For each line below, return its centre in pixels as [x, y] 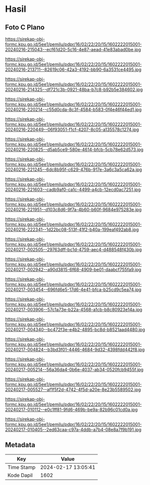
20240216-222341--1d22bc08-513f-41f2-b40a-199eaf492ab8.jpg [72, 229]
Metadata [20, 445]
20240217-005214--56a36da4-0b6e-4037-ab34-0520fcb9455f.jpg [74, 370]
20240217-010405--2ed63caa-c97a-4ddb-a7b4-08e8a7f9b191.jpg [73, 430]
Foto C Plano [25, 27]
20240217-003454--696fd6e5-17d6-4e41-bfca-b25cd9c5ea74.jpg [73, 290]
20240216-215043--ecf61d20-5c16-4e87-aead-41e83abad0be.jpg [73, 49]
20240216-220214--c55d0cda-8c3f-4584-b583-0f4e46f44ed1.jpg [73, 110]
